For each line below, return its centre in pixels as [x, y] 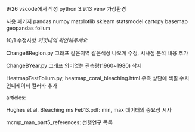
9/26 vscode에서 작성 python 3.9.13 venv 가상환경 [66, 9]
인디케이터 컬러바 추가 [32, 86]
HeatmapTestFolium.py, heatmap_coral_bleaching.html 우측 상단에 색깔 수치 [98, 78]
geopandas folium [28, 28]
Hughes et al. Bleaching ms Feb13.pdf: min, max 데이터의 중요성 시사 [89, 110]
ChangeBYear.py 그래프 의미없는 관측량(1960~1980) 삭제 [74, 65]
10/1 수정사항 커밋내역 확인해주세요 [47, 40]
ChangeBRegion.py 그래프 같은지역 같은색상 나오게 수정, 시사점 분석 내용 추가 [97, 53]
